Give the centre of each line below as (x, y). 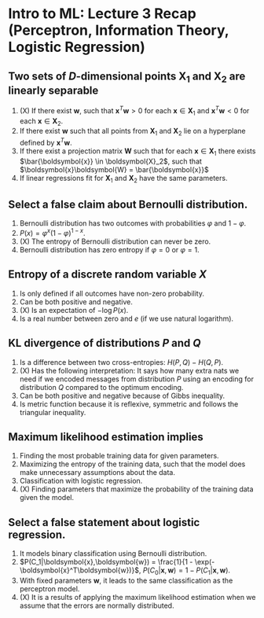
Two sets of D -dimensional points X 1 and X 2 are (127, 77)
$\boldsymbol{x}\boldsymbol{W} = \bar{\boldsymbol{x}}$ (114, 169)
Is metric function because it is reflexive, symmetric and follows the (129, 404)
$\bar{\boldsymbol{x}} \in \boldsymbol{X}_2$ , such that (111, 161)
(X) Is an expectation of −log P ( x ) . (74, 310)
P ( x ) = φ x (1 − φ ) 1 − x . (52, 232)
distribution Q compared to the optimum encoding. (101, 387)
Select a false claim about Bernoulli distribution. (128, 204)
